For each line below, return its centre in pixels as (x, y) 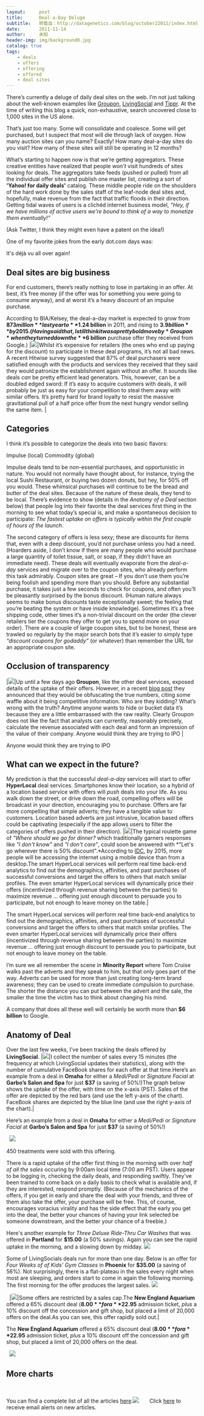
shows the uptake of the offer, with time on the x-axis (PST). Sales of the (97, 1089)
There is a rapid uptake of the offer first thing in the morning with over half (99, 1163)
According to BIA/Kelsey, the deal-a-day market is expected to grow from (98, 318)
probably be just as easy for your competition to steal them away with (93, 390)
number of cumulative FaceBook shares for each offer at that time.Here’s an (101, 1070)
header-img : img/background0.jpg (49, 40)
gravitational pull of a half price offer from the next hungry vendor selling (97, 403)
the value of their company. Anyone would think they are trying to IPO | (95, 733)
